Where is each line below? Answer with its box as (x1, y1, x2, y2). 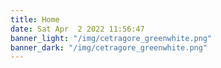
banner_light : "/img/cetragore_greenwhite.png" (10, 33, 213, 43)
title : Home (10, 14, 60, 25)
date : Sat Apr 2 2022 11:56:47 (10, 24, 145, 34)
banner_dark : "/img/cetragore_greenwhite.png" (10, 42, 208, 53)
